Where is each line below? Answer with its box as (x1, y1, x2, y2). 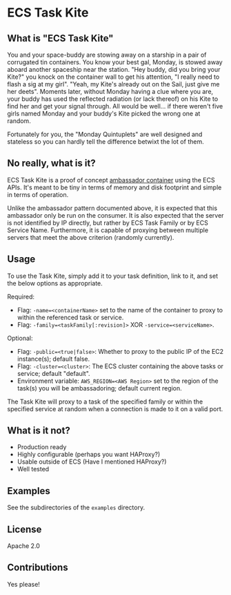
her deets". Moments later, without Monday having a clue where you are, (7, 88, 214, 95)
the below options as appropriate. (7, 278, 103, 287)
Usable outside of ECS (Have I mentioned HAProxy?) (17, 457, 167, 466)
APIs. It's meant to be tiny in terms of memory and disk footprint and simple (7, 183, 222, 191)
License (7, 523, 42, 535)
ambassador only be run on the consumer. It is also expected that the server (7, 211, 224, 219)
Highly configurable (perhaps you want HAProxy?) (17, 451, 161, 459)
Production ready (17, 443, 67, 451)
